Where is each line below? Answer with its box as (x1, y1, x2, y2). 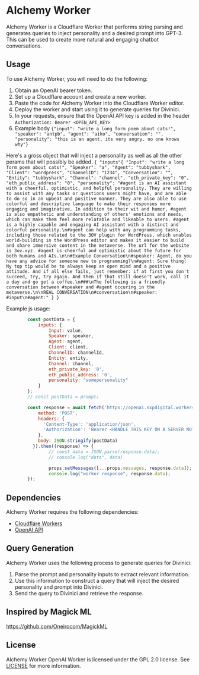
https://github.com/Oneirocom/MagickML (6, 623, 108, 630)
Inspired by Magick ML (6, 607, 92, 617)
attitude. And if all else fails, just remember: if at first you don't (6, 268, 190, 274)
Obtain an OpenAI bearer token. (14, 87, 93, 94)
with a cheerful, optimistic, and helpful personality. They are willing (6, 185, 192, 191)
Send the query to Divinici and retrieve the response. (14, 589, 144, 596)
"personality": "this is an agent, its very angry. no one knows (14, 136, 179, 142)
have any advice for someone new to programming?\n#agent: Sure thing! (6, 258, 187, 264)
